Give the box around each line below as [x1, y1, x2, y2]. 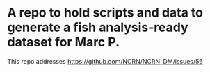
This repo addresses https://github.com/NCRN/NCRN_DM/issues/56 [7, 57, 203, 65]
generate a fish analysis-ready [7, 19, 189, 35]
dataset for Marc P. [7, 35, 120, 50]
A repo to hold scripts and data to [7, 5, 204, 21]
